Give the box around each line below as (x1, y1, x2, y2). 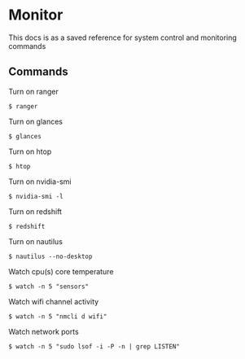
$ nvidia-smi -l (8, 192, 63, 200)
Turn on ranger (8, 86, 59, 96)
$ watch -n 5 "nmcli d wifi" (8, 312, 107, 321)
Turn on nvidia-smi (8, 177, 72, 186)
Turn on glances (8, 116, 63, 126)
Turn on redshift (8, 206, 63, 217)
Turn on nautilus (8, 236, 63, 246)
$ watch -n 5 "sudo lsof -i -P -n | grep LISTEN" (8, 342, 181, 351)
